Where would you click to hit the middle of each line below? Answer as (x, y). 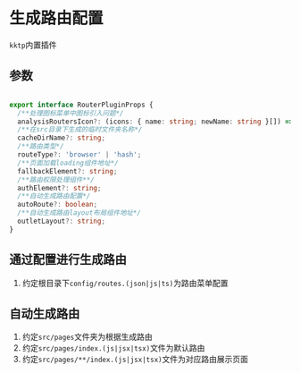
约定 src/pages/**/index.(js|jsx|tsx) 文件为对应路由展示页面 (135, 360)
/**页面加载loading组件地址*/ (68, 163)
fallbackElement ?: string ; (67, 171)
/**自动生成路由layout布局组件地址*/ (79, 213)
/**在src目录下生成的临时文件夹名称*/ (80, 130)
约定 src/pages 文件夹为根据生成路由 (87, 337)
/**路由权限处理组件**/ (56, 180)
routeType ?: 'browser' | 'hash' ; (79, 155)
